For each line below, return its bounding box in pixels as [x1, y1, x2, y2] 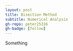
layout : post [5, 7, 32, 13]
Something [5, 40, 27, 46]
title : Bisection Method [5, 12, 57, 17]
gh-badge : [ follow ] [5, 26, 46, 31]
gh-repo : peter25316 [5, 21, 48, 27]
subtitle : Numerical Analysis [5, 17, 68, 22]
